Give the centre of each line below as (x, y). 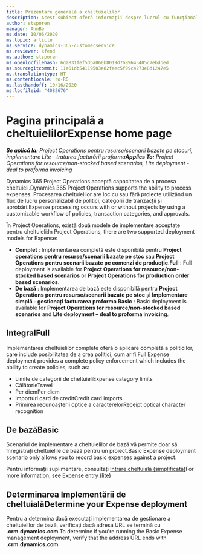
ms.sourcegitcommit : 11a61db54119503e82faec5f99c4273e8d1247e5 (88, 68)
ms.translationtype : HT (36, 74)
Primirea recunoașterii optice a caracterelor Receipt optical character (100, 404)
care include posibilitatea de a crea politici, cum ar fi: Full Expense (88, 354)
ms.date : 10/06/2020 (32, 35)
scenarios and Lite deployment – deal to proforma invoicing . (92, 314)
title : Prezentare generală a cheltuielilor (63, 12)
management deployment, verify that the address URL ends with (87, 538)
